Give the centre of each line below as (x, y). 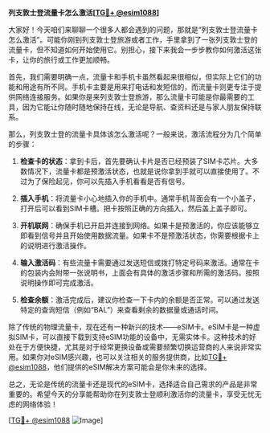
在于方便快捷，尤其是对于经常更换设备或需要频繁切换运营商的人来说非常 (135, 347)
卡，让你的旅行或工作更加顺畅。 (61, 60)
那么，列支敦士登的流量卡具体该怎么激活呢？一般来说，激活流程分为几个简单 (135, 134)
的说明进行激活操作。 (55, 245)
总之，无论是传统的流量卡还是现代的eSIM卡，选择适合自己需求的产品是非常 (133, 384)
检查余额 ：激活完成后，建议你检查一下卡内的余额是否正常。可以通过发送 (139, 300)
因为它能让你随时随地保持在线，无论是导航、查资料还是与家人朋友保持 (138, 107)
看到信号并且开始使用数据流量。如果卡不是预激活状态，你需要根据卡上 (143, 235)
